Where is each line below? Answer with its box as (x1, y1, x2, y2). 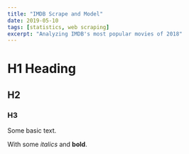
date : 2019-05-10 (7, 17, 59, 24)
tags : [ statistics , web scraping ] (7, 23, 110, 31)
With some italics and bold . (7, 140, 87, 149)
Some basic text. (7, 126, 57, 135)
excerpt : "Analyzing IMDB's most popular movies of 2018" (7, 30, 183, 38)
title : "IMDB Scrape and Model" (7, 10, 103, 18)
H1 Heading (7, 61, 77, 77)
